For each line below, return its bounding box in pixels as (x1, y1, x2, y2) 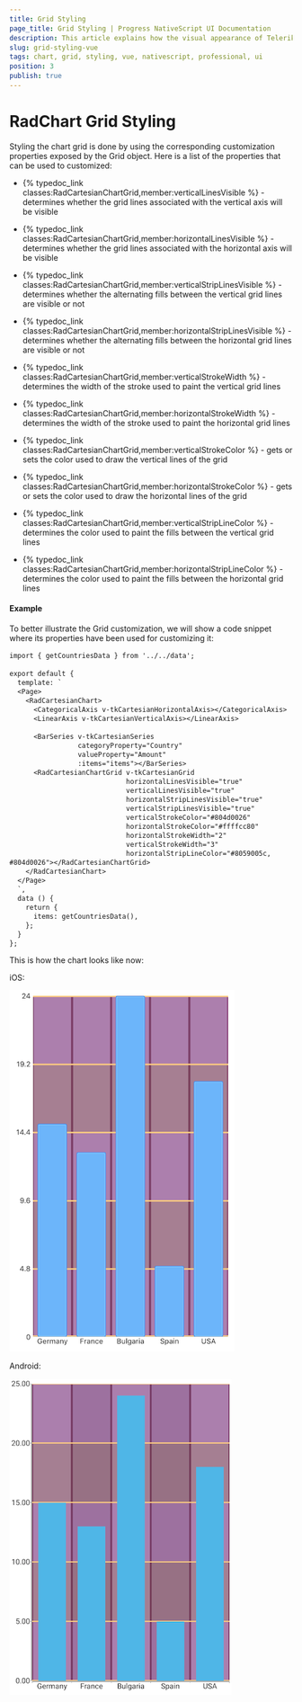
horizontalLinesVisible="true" (125, 778, 244, 787)
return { (25, 904, 58, 913)
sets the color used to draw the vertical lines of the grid (22, 454, 228, 465)
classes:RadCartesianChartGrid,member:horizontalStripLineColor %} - (22, 563, 283, 575)
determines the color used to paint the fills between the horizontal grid (22, 573, 284, 584)
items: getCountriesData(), (32, 913, 139, 922)
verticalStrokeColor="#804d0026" (125, 814, 252, 823)
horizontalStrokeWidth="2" (125, 832, 227, 841)
